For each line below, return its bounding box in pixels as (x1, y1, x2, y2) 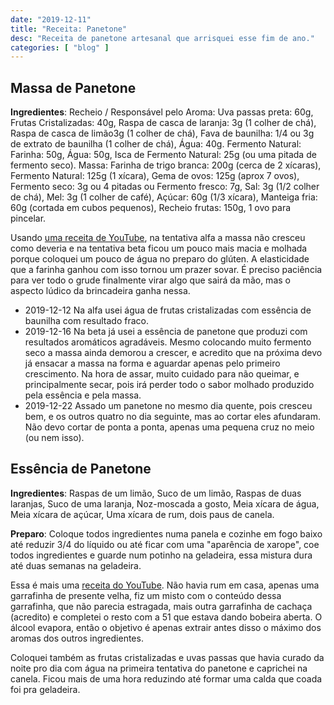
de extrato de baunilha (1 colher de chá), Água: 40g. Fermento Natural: (10, 138, 302, 150)
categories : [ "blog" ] (10, 42, 110, 53)
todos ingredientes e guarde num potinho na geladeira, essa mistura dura (10, 549, 313, 561)
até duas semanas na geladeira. (10, 559, 142, 571)
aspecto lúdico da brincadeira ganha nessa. (10, 285, 191, 297)
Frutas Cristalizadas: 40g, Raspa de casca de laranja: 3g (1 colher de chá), (10, 117, 317, 129)
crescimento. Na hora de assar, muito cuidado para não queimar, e (24, 368, 300, 380)
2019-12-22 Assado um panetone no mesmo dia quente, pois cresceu (24, 400, 313, 412)
